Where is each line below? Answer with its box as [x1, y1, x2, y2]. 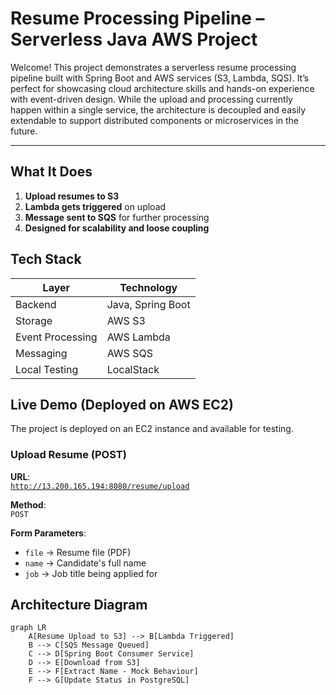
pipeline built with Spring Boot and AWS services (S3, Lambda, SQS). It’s [10, 72, 310, 84]
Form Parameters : [10, 527, 87, 539]
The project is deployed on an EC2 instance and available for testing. [10, 423, 294, 435]
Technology [119, 280, 178, 294]
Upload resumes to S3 [24, 190, 120, 202]
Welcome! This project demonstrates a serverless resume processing [10, 61, 297, 73]
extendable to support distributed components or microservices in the [10, 114, 300, 126]
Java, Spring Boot [106, 297, 191, 311]
